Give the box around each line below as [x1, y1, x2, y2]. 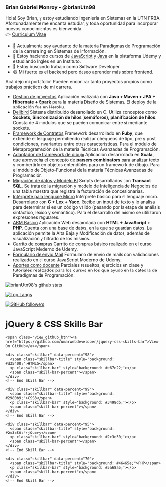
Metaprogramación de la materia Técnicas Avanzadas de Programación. [12, 146, 160, 152]
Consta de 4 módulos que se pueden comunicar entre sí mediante [12, 120, 148, 126]
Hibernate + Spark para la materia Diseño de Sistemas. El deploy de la [12, 99, 157, 105]
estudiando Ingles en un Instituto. [12, 58, 81, 64]
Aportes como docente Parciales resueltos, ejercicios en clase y [12, 262, 144, 268]
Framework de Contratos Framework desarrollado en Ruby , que [12, 130, 143, 136]
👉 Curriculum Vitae [5, 31, 46, 37]
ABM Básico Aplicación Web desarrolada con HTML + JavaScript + [12, 220, 151, 226]
